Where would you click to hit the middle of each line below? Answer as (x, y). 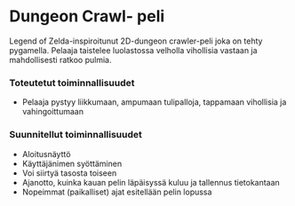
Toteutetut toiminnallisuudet (72, 83)
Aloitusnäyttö (46, 154)
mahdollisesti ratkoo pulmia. (60, 59)
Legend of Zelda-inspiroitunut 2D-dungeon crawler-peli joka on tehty (136, 41)
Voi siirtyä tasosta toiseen (69, 173)
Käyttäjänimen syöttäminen (72, 163)
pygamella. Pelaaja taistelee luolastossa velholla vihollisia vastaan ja (133, 50)
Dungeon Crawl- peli (87, 16)
